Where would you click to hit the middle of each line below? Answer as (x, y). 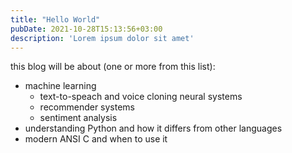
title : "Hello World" (55, 19)
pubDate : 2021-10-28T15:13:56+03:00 (86, 29)
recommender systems (87, 107)
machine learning (60, 86)
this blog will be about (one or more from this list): (113, 67)
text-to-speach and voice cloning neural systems (141, 97)
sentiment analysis (78, 118)
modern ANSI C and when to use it (96, 139)
